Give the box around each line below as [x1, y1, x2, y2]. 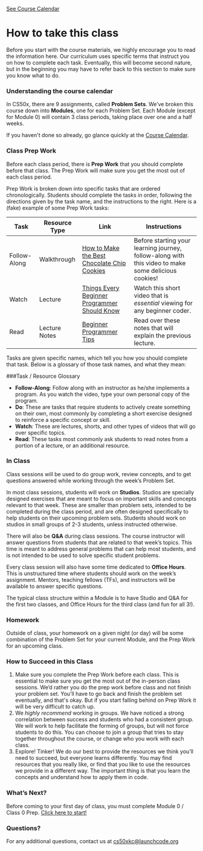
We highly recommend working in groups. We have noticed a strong [14, 709, 184, 717]
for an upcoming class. [6, 642, 63, 649]
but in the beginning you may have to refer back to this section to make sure [6, 65, 196, 72]
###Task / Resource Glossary [6, 372, 80, 380]
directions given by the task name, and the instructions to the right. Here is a [6, 197, 197, 205]
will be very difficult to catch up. [14, 703, 95, 710]
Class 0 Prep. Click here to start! [6, 809, 87, 816]
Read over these [134, 316, 180, 325]
